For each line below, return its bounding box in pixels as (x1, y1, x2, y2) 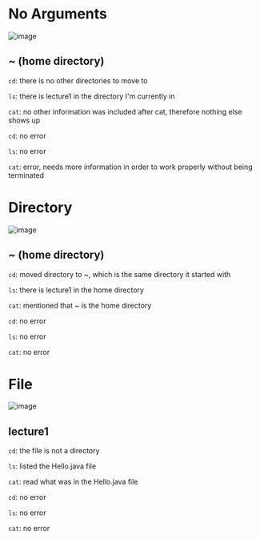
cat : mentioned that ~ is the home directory (8, 300, 152, 310)
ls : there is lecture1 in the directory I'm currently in (8, 91, 175, 101)
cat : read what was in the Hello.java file (8, 477, 138, 487)
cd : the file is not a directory (8, 446, 100, 456)
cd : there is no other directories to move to (8, 75, 148, 85)
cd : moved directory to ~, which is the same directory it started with (8, 269, 231, 279)
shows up (8, 115, 41, 125)
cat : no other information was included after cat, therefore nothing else (8, 107, 242, 116)
